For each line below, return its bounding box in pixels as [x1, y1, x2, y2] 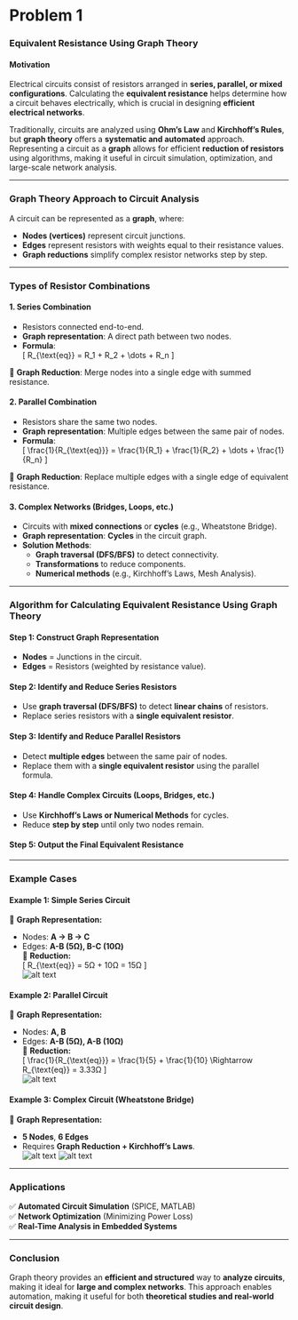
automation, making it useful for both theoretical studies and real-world [9, 1291, 275, 1302]
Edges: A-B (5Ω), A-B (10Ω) [21, 1036, 124, 1047]
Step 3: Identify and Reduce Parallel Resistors [9, 731, 182, 742]
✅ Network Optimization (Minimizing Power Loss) [9, 1211, 193, 1221]
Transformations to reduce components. [35, 559, 186, 570]
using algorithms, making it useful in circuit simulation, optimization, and [9, 153, 273, 164]
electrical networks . [9, 108, 85, 118]
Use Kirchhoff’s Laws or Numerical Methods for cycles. [21, 810, 229, 820]
